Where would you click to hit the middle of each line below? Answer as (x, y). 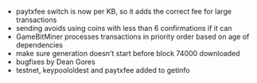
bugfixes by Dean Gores (55, 62)
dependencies (39, 45)
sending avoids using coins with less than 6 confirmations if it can (124, 28)
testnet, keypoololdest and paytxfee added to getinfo (103, 70)
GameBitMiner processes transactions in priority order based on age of (132, 36)
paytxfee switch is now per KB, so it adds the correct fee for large (124, 11)
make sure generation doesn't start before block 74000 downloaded (128, 53)
